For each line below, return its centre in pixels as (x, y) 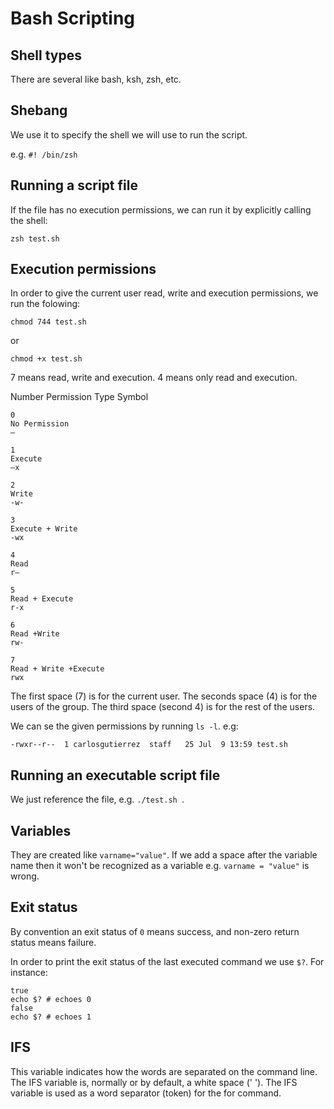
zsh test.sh (35, 238)
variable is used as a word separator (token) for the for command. (146, 1093)
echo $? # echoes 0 (51, 999)
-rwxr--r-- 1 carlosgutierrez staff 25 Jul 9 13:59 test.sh (149, 745)
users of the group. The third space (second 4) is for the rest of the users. (163, 707)
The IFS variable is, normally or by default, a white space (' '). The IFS (154, 1082)
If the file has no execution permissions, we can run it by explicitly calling (161, 209)
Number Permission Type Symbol (79, 397)
